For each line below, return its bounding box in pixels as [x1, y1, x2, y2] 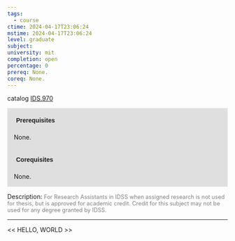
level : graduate [7, 36, 55, 43]
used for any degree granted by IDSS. [7, 207, 107, 214]
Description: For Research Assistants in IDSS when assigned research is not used [7, 193, 225, 201]
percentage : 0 [7, 62, 49, 69]
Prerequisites [16, 117, 55, 124]
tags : [7, 10, 23, 17]
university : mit [7, 50, 55, 57]
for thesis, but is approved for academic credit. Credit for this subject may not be [7, 200, 220, 207]
